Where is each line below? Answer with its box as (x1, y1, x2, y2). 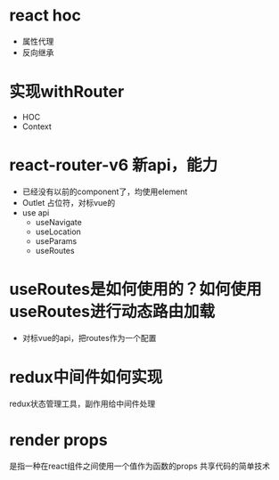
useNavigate (35, 216, 82, 227)
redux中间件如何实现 (9, 367, 163, 387)
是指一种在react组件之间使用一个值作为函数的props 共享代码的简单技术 (9, 460, 270, 471)
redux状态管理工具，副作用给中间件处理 (9, 398, 156, 409)
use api (21, 207, 50, 218)
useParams (35, 235, 78, 246)
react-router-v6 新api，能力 (9, 155, 218, 175)
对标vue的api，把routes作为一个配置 (21, 332, 157, 343)
